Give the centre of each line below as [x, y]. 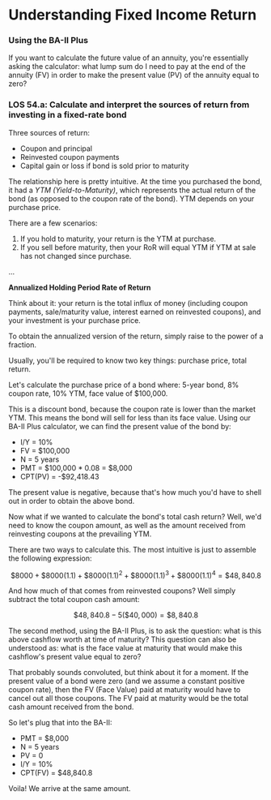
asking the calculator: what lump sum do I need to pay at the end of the [127, 67]
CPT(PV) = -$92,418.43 [59, 476]
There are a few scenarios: [53, 223]
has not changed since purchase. [76, 256]
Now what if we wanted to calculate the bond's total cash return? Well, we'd [135, 516]
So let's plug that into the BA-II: [60, 723]
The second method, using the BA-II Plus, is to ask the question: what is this [135, 631]
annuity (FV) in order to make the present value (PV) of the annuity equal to [134, 75]
